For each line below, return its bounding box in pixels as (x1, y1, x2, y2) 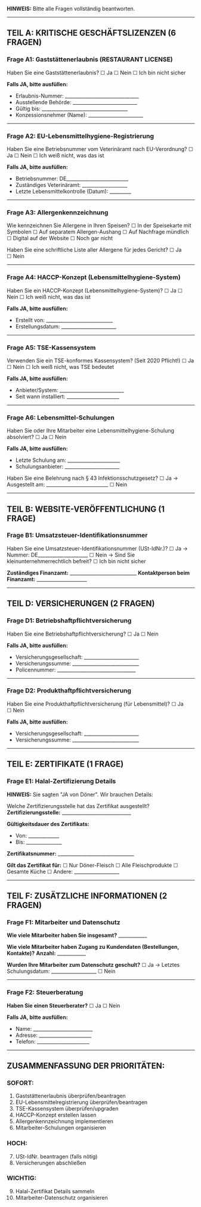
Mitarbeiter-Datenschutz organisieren (15, 1194, 108, 1201)
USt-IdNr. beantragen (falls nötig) (15, 1152, 98, 1160)
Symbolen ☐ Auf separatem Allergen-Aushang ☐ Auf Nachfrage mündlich (7, 228, 190, 235)
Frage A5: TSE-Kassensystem (7, 343, 96, 352)
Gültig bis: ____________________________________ (15, 105, 128, 112)
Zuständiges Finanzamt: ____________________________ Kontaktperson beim (7, 569, 190, 576)
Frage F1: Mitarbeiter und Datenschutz (7, 918, 121, 926)
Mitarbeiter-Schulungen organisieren (15, 1124, 107, 1132)
